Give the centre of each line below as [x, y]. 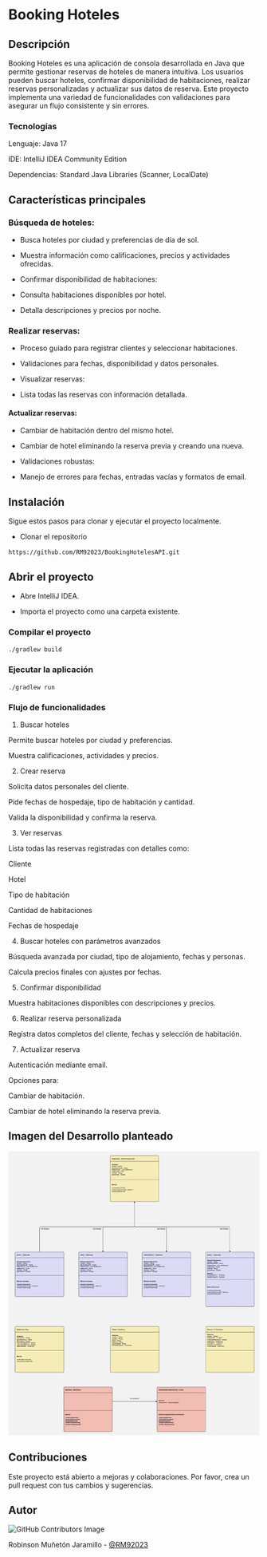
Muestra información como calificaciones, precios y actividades [125, 255]
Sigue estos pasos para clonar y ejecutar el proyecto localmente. [115, 521]
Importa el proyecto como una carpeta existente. [100, 611]
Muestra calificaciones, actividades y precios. [84, 755]
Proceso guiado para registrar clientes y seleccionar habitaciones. [128, 348]
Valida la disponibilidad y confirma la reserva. [83, 817]
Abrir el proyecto [51, 577]
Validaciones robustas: [57, 461]
